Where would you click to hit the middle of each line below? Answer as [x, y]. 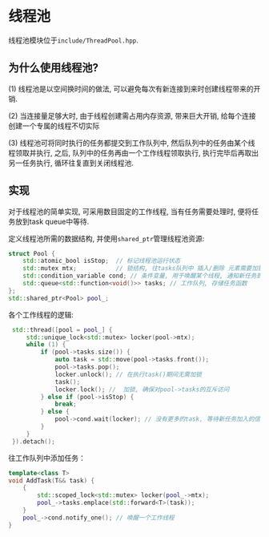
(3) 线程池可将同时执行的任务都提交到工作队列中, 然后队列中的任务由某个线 [132, 143]
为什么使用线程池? [53, 68]
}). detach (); [34, 442]
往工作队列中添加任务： [47, 458]
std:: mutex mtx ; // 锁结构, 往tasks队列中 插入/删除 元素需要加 [141, 268]
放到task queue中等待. [52, 221]
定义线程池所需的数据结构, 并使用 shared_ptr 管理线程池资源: [106, 238]
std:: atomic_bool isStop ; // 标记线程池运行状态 [102, 261]
